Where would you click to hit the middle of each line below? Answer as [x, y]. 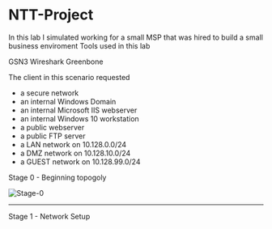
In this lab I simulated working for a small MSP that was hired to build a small [136, 37]
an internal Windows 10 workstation [79, 118]
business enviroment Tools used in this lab [79, 45]
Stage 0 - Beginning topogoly [57, 177]
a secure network [49, 93]
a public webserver [52, 127]
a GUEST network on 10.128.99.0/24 [80, 161]
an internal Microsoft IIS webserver [79, 110]
